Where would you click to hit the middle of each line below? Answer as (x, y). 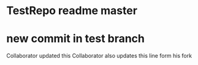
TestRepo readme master (72, 11)
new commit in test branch (76, 39)
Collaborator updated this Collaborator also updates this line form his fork (99, 56)
